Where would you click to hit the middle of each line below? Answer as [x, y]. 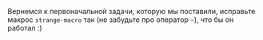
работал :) [25, 28]
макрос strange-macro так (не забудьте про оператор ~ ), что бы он [121, 20]
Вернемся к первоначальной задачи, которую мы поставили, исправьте [131, 11]
